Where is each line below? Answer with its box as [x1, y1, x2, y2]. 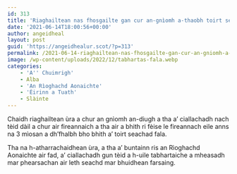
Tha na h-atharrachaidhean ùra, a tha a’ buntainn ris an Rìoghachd [7, 144, 200, 151]
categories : [7, 63, 42, 70]
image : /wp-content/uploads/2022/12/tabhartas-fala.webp [7, 56, 178, 63]
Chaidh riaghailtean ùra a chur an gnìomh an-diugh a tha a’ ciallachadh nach [7, 115, 229, 123]
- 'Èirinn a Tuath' [20, 89, 78, 96]
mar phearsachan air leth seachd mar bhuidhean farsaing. [7, 159, 176, 166]
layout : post [7, 37, 46, 44]
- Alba [20, 75, 39, 83]
